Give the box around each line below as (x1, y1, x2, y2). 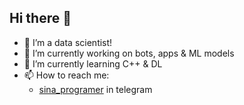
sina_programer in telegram (38, 83, 153, 95)
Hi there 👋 (9, 10, 72, 27)
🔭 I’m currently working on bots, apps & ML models (23, 47, 235, 59)
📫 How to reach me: (23, 69, 110, 81)
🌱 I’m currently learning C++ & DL (23, 57, 163, 70)
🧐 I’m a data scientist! (23, 36, 113, 48)
